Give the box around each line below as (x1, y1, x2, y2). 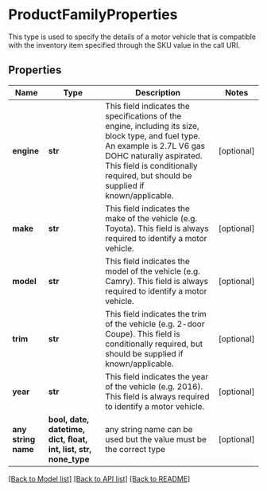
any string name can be (105, 423, 193, 434)
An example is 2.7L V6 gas (105, 140, 205, 151)
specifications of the (105, 110, 182, 121)
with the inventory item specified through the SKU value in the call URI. (8, 40, 241, 49)
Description (134, 87, 181, 98)
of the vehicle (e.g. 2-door (105, 318, 205, 329)
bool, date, (48, 414, 90, 425)
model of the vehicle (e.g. (105, 265, 201, 276)
